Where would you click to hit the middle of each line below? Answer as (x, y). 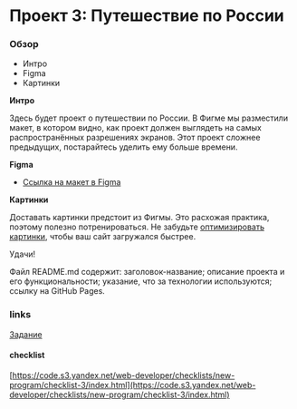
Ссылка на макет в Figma (72, 182)
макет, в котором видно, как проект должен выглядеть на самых (136, 128)
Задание (26, 334)
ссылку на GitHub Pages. (57, 291)
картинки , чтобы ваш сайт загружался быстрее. (103, 237)
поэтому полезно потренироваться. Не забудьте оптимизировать (137, 227)
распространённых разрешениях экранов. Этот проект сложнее (135, 138)
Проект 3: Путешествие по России (147, 16)
